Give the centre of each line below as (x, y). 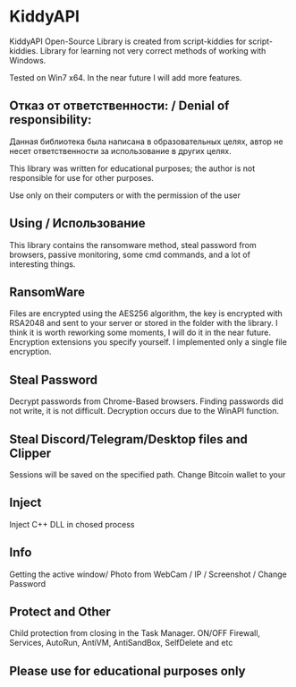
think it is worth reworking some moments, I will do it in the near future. (140, 332)
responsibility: (51, 120)
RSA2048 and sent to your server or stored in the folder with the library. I (144, 323)
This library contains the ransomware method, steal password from (133, 245)
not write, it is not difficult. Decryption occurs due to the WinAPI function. (144, 411)
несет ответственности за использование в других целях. (120, 150)
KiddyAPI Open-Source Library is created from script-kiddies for (128, 41)
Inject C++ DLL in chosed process (72, 524)
